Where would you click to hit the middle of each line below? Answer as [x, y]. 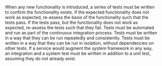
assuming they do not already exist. [40, 58]
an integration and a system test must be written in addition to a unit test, [78, 53]
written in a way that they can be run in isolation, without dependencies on [80, 43]
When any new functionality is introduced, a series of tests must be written [80, 7]
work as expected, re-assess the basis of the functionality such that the [77, 17]
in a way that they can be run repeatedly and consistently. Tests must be [78, 38]
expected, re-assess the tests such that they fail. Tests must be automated [80, 28]
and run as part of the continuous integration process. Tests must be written [81, 33]
